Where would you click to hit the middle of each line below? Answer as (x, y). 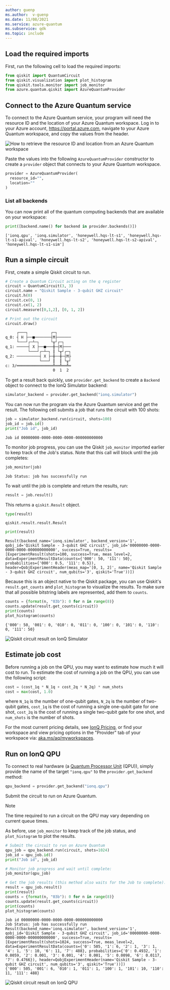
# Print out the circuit (31, 319)
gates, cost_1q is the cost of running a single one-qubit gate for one (88, 707)
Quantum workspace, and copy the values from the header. (67, 134)
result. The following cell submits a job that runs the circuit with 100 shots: (82, 410)
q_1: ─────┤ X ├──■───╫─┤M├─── (38, 347)
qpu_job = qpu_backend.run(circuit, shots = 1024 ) (57, 850)
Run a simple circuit (37, 260)
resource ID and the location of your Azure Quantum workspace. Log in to (82, 123)
